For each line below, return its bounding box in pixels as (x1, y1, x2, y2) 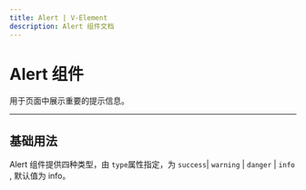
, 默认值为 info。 (9, 170, 71, 182)
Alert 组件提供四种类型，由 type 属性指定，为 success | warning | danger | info (9, 159, 296, 170)
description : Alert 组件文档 (9, 22, 115, 31)
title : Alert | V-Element (9, 13, 107, 23)
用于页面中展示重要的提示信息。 (9, 95, 129, 106)
